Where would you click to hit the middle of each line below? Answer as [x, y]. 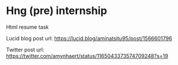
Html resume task [27, 27]
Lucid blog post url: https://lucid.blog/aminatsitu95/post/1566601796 [89, 38]
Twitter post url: [25, 49]
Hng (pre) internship [57, 11]
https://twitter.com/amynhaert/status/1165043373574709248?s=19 [87, 56]
